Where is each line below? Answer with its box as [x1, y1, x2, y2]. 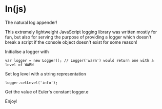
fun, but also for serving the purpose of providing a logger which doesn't [5, 34, 152, 40]
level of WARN [5, 62, 34, 67]
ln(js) [5, 3, 27, 15]
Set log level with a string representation [5, 71, 86, 76]
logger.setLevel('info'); [5, 80, 58, 85]
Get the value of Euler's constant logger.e [5, 89, 89, 94]
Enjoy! [5, 98, 18, 104]
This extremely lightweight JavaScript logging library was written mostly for [5, 29, 157, 35]
